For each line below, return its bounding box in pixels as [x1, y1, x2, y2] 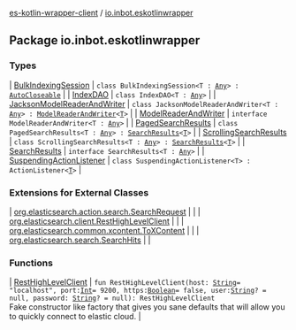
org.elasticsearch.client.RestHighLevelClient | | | [9, 216, 184, 226]
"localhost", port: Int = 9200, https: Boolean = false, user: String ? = [9, 287, 267, 295]
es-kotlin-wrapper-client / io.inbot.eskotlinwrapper [9, 8, 194, 18]
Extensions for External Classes [9, 186, 149, 198]
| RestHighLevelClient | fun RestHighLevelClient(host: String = [9, 277, 241, 288]
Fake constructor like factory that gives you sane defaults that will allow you [9, 302, 285, 312]
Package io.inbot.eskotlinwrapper [9, 33, 201, 48]
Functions [9, 257, 53, 269]
